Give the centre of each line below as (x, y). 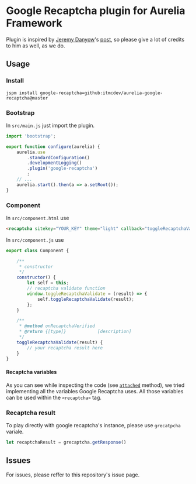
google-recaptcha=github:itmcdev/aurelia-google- (101, 93)
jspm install (22, 93)
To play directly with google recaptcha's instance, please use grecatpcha (93, 425)
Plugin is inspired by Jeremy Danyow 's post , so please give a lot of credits (95, 39)
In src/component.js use (35, 240)
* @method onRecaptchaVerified (57, 326)
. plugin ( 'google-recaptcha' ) (62, 169)
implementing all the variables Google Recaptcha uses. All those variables (95, 391)
